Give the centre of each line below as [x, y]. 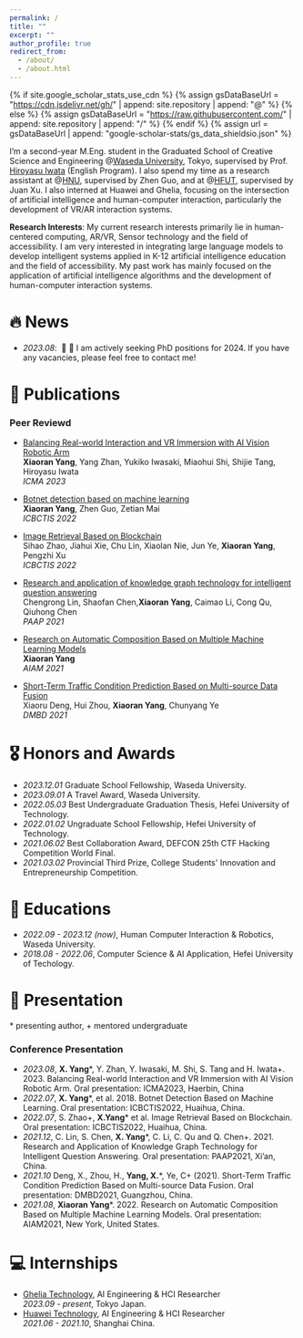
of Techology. [48, 964]
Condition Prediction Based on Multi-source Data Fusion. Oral [138, 1186]
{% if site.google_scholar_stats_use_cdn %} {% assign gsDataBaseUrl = [144, 94]
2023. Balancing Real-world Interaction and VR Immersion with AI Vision [158, 1079]
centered [26, 236]
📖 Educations [61, 909]
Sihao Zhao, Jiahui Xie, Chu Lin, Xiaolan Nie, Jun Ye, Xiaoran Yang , [149, 546]
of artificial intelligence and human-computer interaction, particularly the [146, 199]
